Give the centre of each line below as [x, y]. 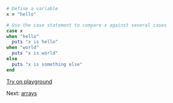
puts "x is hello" [35, 42]
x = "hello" [21, 14]
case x [15, 31]
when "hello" [23, 36]
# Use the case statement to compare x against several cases [86, 25]
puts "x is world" [35, 53]
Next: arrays [22, 93]
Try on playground [29, 81]
